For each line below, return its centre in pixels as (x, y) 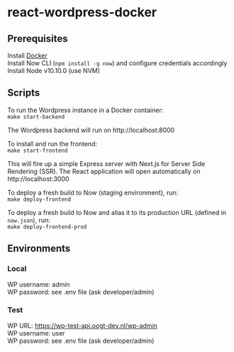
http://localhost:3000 (38, 179)
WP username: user (36, 333)
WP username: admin (39, 284)
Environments (39, 249)
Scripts (24, 93)
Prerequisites (38, 39)
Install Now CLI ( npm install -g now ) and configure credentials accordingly (117, 63)
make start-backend (36, 117)
